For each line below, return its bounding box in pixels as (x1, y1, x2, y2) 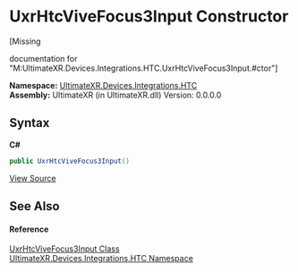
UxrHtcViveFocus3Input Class (9, 243, 120, 254)
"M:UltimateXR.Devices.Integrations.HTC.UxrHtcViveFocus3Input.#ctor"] (9, 63, 278, 73)
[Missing (9, 36, 42, 47)
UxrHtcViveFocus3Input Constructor (9, 6, 289, 27)
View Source (9, 173, 56, 183)
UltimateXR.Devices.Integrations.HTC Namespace (9, 253, 194, 264)
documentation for (9, 53, 78, 64)
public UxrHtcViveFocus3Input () (9, 157, 130, 166)
